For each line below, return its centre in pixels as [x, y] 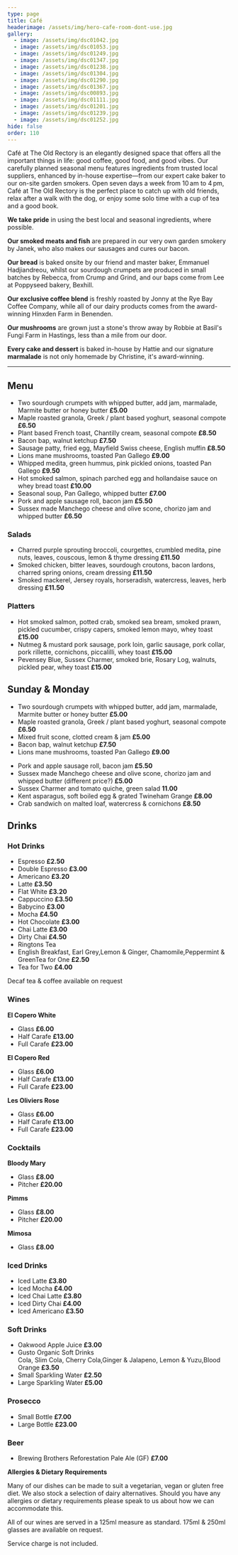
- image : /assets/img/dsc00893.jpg [66, 93]
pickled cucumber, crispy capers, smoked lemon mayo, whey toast [115, 629]
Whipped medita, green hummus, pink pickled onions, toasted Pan [114, 464]
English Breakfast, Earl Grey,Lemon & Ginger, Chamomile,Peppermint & [121, 952]
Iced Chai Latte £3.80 [50, 1296]
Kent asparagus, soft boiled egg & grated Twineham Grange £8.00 [115, 796]
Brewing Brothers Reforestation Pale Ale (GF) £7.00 [93, 1458]
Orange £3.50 [39, 1368]
